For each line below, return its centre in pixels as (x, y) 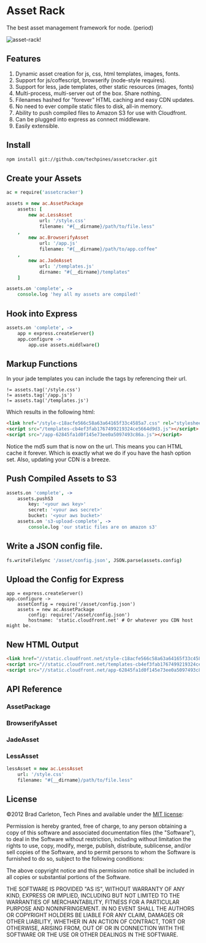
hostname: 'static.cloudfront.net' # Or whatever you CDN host (111, 620)
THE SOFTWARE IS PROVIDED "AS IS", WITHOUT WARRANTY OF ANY (96, 889)
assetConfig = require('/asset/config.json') (77, 604)
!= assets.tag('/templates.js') (48, 401)
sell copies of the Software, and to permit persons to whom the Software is (101, 852)
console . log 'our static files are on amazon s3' (93, 527)
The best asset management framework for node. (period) (80, 28)
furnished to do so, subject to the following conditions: (75, 858)
